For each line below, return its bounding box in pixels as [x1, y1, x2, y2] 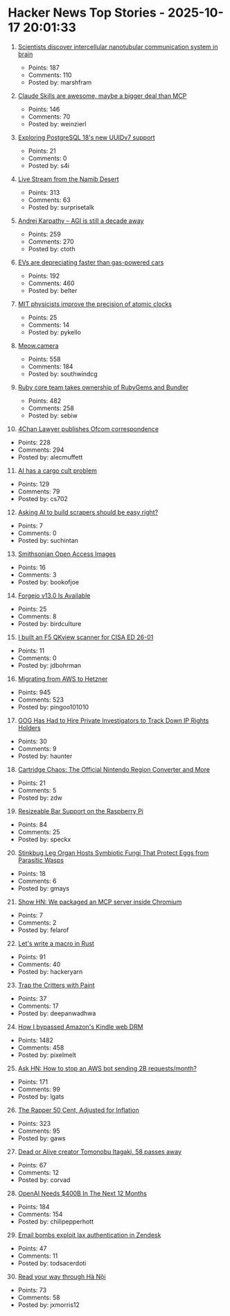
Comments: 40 [17, 960, 61, 968]
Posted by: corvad [17, 1175, 71, 1184]
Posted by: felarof [17, 925, 69, 934]
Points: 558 [28, 355, 61, 363]
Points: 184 [17, 1202, 50, 1210]
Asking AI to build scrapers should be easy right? [17, 508, 159, 516]
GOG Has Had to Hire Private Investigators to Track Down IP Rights [17, 716, 209, 725]
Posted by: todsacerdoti [17, 1258, 87, 1267]
